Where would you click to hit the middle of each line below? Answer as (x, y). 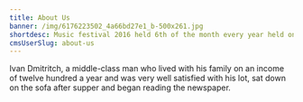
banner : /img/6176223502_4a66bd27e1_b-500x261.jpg (106, 26)
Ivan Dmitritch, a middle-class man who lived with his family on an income (147, 69)
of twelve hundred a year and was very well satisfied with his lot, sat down (148, 79)
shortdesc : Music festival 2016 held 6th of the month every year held (147, 34)
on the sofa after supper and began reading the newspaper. (120, 88)
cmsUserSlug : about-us (52, 43)
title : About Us (40, 18)
